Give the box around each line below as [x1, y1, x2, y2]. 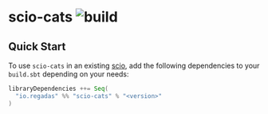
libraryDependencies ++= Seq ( [8, 85, 109, 92]
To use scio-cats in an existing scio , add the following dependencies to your [8, 61, 260, 70]
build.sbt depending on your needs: [8, 69, 129, 79]
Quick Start [8, 40, 66, 53]
